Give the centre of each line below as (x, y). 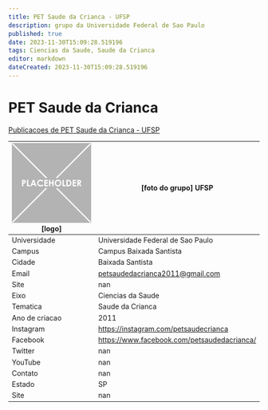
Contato (25, 373)
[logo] (51, 228)
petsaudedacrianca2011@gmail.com (160, 273)
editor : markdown (37, 59)
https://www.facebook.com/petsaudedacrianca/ (177, 340)
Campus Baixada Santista (140, 251)
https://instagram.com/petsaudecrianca (164, 329)
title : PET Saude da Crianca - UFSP (69, 17)
